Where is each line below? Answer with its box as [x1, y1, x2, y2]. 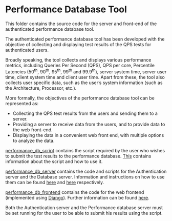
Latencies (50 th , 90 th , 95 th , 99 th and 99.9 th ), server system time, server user [5, 68, 167, 75]
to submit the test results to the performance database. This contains [5, 153, 152, 159]
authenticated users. [5, 47, 49, 53]
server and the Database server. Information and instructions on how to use [5, 173, 165, 180]
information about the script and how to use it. [5, 158, 103, 165]
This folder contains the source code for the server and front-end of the [5, 21, 157, 27]
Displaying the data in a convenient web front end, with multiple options [12, 132, 164, 138]
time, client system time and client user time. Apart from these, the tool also [5, 74, 165, 80]
